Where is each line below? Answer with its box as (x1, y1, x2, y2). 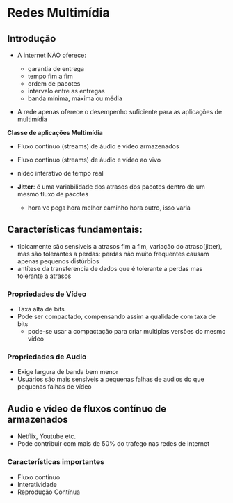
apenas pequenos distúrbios (17, 256, 99, 265)
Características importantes (7, 457, 104, 467)
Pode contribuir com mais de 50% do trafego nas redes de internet (17, 440, 210, 448)
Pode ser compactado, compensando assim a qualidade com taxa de (17, 312, 216, 321)
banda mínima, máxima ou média (27, 94, 123, 102)
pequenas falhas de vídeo (17, 382, 92, 391)
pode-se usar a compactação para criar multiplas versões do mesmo (27, 327, 226, 336)
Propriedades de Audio (7, 352, 87, 362)
